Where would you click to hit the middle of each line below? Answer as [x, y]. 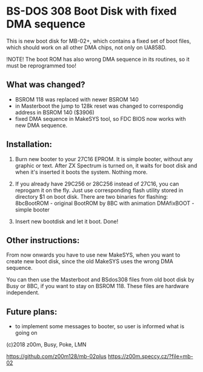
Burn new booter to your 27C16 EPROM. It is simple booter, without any [104, 159]
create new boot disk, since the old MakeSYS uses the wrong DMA [90, 261]
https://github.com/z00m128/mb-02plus [57, 356]
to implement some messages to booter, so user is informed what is [100, 326]
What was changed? [46, 85]
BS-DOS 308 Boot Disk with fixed [92, 11]
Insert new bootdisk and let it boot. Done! [67, 221]
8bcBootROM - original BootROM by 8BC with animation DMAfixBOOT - [105, 203]
